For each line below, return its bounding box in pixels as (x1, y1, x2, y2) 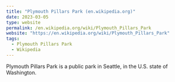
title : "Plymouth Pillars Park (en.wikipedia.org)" (6, 8, 136, 15)
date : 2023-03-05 (6, 14, 49, 20)
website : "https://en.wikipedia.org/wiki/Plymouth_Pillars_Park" (6, 30, 170, 36)
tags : (6, 36, 19, 42)
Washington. (6, 69, 37, 76)
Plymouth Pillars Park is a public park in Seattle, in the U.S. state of (6, 63, 168, 70)
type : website (6, 19, 41, 25)
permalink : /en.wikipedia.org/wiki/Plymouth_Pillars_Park (6, 25, 151, 31)
